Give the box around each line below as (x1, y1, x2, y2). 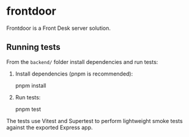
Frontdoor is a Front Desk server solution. (6, 24, 111, 32)
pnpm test (15, 105, 41, 113)
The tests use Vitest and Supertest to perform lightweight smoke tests (6, 117, 183, 124)
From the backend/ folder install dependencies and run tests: (6, 58, 158, 65)
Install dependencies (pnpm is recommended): (15, 70, 133, 77)
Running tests (6, 42, 61, 52)
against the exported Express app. (6, 124, 93, 131)
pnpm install (15, 82, 46, 89)
